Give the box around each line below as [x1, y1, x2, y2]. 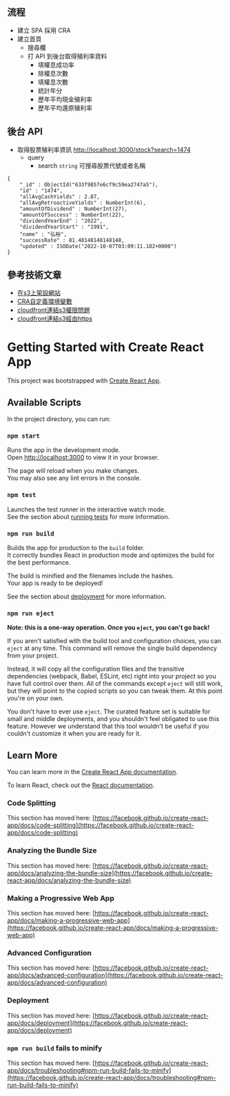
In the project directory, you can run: [7, 415, 111, 423]
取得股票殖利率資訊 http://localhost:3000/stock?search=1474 [17, 145, 191, 154]
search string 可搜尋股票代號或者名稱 [37, 161, 146, 170]
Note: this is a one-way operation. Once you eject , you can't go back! [7, 623, 210, 632]
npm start [7, 432, 40, 440]
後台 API [7, 126, 43, 138]
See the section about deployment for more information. [7, 592, 167, 601]
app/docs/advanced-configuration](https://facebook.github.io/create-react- [7, 971, 224, 980]
